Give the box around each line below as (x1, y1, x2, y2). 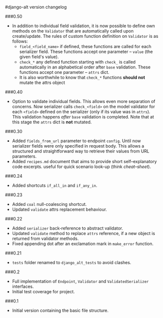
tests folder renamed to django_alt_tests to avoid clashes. (12, 260, 131, 265)
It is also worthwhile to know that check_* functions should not (19, 75, 145, 80)
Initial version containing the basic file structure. (12, 308, 109, 313)
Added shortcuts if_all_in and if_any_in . (12, 183, 97, 188)
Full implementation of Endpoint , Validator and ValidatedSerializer (12, 279, 149, 284)
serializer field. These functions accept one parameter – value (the (19, 49, 153, 54)
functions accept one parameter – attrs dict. (19, 69, 109, 75)
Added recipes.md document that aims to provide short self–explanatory (12, 159, 157, 164)
